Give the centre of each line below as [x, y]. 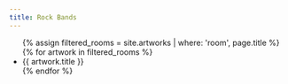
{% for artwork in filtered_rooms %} [87, 52]
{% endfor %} [47, 71]
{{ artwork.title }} [53, 61]
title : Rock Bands [43, 17]
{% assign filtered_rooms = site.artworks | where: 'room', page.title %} [151, 42]
